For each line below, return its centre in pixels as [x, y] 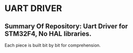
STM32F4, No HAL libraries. [48, 33]
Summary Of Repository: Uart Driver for [66, 26]
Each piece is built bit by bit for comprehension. [53, 45]
